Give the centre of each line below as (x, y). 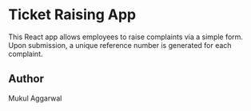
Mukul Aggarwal (35, 98)
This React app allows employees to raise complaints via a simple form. (126, 37)
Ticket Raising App (72, 15)
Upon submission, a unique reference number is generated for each (120, 45)
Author (26, 79)
